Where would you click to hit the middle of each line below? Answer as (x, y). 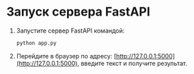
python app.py (36, 43)
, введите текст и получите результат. (133, 63)
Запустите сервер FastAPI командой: (70, 31)
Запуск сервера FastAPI (79, 12)
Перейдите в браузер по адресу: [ (66, 56)
